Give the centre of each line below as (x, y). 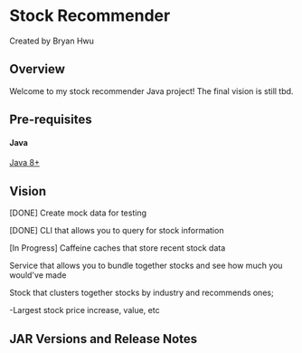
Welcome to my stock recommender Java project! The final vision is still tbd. (151, 91)
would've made (38, 275)
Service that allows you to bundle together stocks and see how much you (146, 266)
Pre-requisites (51, 120)
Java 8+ (25, 163)
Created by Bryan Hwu (52, 41)
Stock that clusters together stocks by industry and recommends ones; (142, 293)
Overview (38, 69)
